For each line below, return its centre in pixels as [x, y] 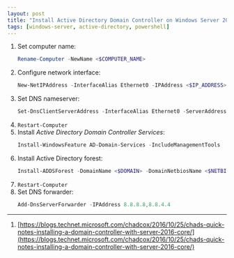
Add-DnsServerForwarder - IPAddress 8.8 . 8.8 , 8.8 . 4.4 [94, 204]
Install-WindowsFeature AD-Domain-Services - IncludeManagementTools [119, 145]
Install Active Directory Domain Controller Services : [91, 132]
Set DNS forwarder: [45, 192]
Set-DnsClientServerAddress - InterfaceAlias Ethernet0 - [102, 112]
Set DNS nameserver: [48, 99]
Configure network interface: [59, 73]
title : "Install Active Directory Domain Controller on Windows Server [113, 20]
